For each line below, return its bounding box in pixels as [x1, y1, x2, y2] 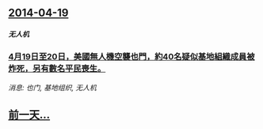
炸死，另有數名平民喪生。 [8, 63, 106, 74]
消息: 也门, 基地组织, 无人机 [8, 82, 97, 92]
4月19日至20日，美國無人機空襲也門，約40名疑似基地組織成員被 [8, 51, 255, 63]
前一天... [8, 108, 51, 122]
